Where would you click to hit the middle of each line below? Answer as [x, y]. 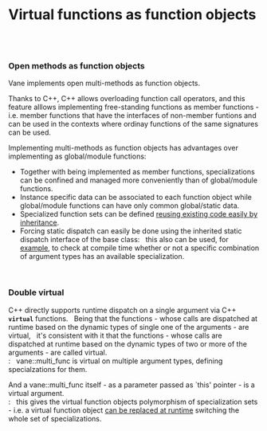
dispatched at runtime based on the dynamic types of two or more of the [128, 343]
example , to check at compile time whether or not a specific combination [139, 248]
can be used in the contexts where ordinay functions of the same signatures [133, 124]
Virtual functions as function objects [132, 15]
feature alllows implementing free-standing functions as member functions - [133, 107]
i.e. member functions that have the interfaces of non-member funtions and [132, 116]
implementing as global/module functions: [77, 156]
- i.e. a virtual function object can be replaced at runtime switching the [124, 410]
